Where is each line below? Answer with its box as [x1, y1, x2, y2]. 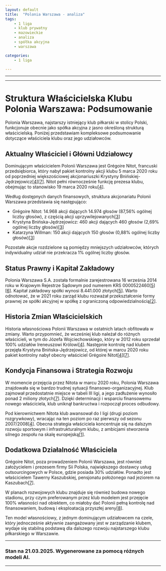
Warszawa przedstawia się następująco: [5, 199, 87, 205]
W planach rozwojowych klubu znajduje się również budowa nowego [5, 489, 146, 496]
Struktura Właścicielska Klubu [5, 93, 132, 104]
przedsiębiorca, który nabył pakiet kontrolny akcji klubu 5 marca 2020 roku [5, 168, 158, 174]
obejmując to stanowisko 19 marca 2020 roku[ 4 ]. [5, 184, 105, 190]
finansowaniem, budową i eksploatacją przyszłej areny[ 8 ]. [5, 505, 124, 511]
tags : [5, 16, 16, 21]
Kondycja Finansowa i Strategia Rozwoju [5, 366, 133, 375]
